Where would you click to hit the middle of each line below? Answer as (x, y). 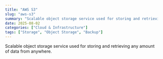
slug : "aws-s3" (20, 14)
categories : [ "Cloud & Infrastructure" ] (47, 28)
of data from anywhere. (29, 51)
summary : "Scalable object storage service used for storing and (72, 19)
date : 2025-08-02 (23, 23)
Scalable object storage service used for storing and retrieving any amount (80, 46)
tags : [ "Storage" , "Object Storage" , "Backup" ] (54, 32)
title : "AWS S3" (21, 10)
